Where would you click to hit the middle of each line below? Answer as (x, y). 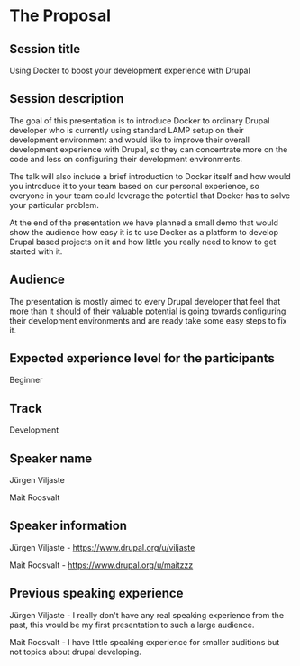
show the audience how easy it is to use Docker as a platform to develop (144, 232)
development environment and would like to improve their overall (130, 140)
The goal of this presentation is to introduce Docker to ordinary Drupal (140, 120)
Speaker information (68, 526)
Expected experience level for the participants (142, 358)
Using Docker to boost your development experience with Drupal (130, 70)
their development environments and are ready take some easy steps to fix (148, 320)
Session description (67, 99)
